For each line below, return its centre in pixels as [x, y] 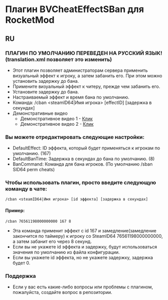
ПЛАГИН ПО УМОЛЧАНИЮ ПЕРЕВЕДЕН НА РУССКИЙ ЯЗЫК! [84, 53]
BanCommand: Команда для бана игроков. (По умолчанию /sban [82, 164]
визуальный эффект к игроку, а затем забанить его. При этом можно [87, 76]
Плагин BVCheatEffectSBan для [75, 9]
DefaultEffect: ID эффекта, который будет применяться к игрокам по [86, 148]
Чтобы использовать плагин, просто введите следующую [81, 183]
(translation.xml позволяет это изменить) [59, 59]
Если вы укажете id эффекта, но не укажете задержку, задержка [83, 257]
